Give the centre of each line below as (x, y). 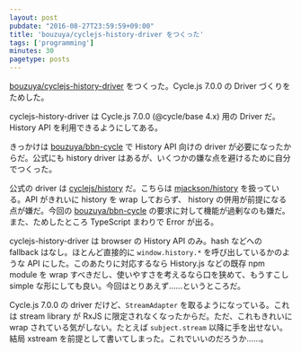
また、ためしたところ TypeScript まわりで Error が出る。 (114, 222)
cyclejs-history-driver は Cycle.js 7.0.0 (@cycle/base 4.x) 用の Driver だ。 (145, 116)
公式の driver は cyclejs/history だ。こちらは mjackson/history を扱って (141, 188)
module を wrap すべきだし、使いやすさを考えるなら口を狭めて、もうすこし (149, 274)
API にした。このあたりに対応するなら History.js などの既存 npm (146, 263)
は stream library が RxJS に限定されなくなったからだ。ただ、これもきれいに (151, 316)
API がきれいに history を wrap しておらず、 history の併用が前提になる (156, 199)
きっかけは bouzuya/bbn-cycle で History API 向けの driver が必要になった (146, 146)
